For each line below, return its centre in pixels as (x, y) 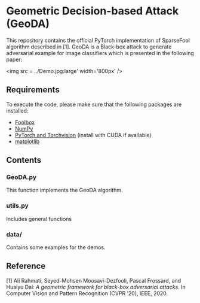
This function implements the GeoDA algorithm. (64, 190)
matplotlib (27, 141)
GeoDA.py (21, 177)
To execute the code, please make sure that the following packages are (94, 104)
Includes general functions (39, 219)
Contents (24, 160)
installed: (17, 110)
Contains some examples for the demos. (56, 247)
